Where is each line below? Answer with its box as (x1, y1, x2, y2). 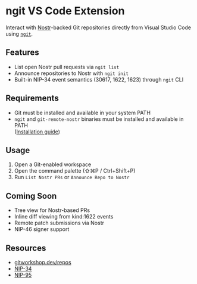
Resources (5, 243, 46, 253)
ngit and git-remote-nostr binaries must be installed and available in (14, 115, 184, 123)
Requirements (5, 93, 59, 104)
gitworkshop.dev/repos (14, 259, 72, 266)
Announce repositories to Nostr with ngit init (14, 70, 129, 77)
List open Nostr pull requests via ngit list (14, 63, 120, 70)
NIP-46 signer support (14, 226, 70, 233)
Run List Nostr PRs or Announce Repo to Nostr (14, 174, 130, 181)
